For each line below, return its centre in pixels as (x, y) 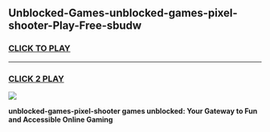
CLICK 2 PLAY (36, 78)
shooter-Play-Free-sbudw (75, 26)
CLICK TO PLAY (39, 49)
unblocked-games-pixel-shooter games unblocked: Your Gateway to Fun (133, 110)
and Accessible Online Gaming (61, 119)
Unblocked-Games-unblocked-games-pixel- (123, 13)
